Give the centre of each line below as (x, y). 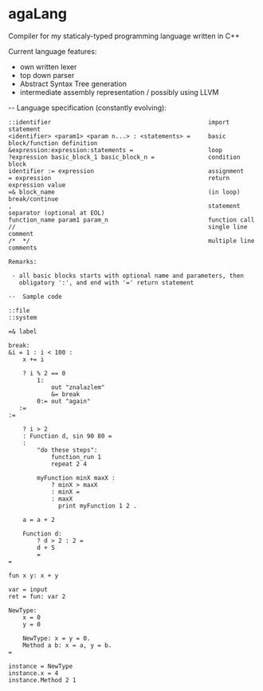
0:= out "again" (64, 401)
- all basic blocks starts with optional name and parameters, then (128, 276)
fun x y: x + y (33, 575)
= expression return (119, 178)
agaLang (38, 14)
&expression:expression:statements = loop (116, 150)
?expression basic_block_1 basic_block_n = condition (124, 157)
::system (23, 317)
